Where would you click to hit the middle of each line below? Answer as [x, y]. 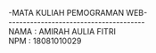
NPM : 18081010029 [45, 41]
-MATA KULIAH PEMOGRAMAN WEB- [78, 13]
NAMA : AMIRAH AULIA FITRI [62, 31]
